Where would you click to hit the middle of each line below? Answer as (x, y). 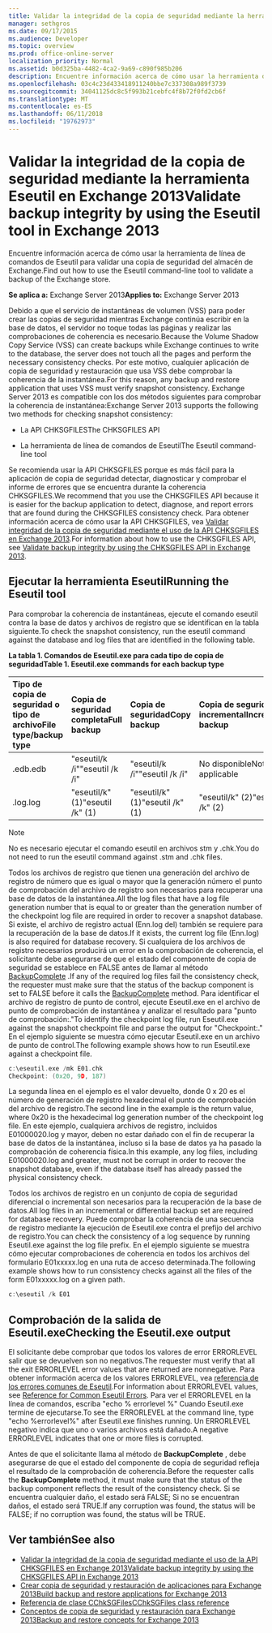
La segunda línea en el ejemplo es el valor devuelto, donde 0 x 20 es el (127, 1092)
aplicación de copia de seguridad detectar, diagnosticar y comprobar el (127, 478)
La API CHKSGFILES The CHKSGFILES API (90, 429)
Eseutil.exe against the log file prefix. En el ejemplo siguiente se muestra (129, 1245)
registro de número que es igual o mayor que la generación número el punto (136, 881)
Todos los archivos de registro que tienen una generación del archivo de (129, 873)
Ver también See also (62, 1540)
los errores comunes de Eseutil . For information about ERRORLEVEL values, (134, 1387)
